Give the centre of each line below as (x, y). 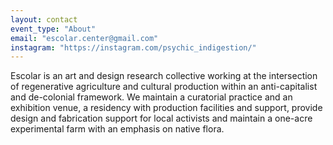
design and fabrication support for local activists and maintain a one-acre (161, 118)
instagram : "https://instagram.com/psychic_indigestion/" (133, 47)
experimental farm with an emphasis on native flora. (117, 129)
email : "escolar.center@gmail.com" (84, 38)
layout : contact (44, 19)
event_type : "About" (53, 29)
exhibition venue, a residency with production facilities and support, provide (166, 108)
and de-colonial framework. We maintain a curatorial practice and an (151, 97)
